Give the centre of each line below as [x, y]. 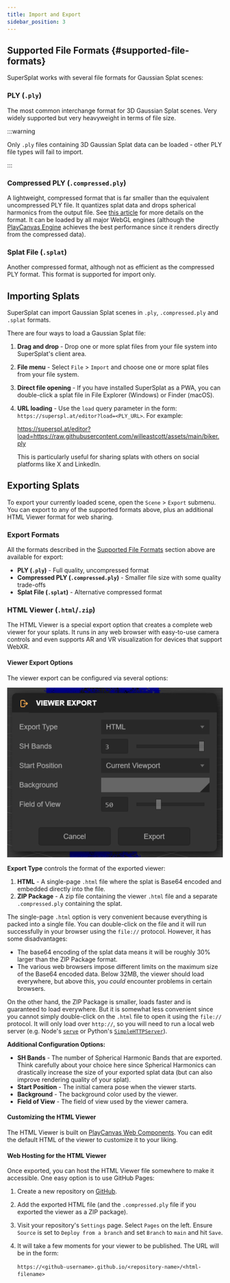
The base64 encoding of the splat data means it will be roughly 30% [114, 952]
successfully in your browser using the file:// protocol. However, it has [109, 931]
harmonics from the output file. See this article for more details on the [105, 212]
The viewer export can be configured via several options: [88, 678]
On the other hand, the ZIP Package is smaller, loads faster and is [99, 1002]
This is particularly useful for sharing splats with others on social [108, 457]
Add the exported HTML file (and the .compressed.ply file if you [106, 1205]
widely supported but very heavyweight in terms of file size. [92, 118]
